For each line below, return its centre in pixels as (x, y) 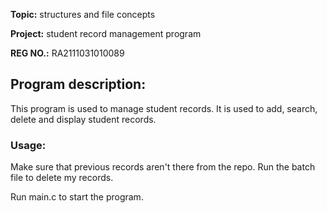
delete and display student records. (83, 119)
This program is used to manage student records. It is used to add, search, (164, 108)
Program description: (78, 84)
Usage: (28, 145)
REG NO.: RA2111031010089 (67, 53)
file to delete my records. (62, 178)
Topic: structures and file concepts (83, 14)
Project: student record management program (106, 33)
